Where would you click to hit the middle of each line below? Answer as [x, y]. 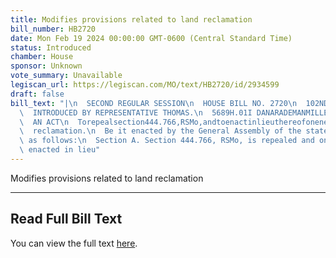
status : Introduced [51, 47]
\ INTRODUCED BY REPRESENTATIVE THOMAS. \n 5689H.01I [136, 112]
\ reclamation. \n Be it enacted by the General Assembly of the [160, 131]
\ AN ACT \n [44, 122]
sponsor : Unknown [46, 66]
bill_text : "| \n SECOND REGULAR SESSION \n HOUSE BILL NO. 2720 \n [154, 103]
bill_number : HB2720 [53, 29]
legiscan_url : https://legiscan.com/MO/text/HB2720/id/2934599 [145, 85]
